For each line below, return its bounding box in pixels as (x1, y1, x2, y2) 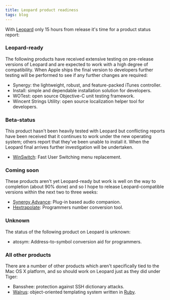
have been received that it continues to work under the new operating (5, 133, 152, 140)
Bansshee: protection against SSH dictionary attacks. (12, 283, 125, 289)
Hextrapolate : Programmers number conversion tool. (12, 204, 124, 210)
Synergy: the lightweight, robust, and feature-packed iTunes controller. (12, 82, 162, 88)
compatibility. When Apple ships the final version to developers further (5, 67, 154, 73)
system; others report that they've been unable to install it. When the (5, 139, 149, 145)
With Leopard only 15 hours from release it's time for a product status (5, 26, 151, 32)
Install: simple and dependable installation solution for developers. (12, 87, 152, 93)
